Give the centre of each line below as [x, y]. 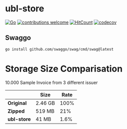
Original [17, 103]
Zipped [16, 111]
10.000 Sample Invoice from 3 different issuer [51, 83]
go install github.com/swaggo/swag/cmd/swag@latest [59, 49]
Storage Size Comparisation [64, 68]
